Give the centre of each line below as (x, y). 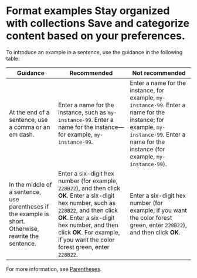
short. (17, 221)
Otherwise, (24, 229)
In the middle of (30, 184)
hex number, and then (88, 225)
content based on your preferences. (96, 36)
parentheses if (29, 206)
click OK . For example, (89, 232)
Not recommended (159, 73)
